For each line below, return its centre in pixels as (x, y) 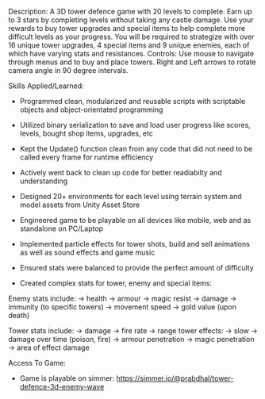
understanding (44, 181)
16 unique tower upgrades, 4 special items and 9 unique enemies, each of (129, 45)
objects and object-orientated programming (91, 109)
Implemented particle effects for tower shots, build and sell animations (134, 244)
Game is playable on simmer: (67, 378)
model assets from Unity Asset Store (80, 205)
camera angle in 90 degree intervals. (68, 70)
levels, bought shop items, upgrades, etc (86, 133)
